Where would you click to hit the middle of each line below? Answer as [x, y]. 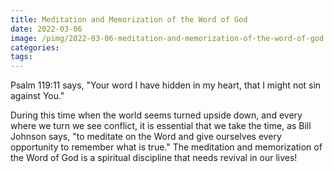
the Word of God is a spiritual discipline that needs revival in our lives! [154, 158]
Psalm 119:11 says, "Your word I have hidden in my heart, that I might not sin [166, 85]
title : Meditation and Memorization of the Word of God [129, 19]
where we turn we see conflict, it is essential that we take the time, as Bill [161, 126]
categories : [35, 47]
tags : [21, 57]
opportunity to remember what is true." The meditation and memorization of [166, 147]
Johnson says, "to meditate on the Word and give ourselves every [146, 137]
